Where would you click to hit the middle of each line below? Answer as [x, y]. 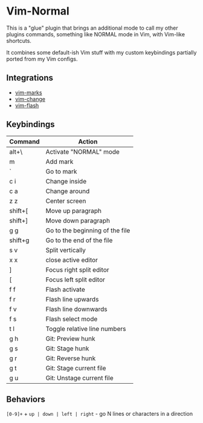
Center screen [66, 201]
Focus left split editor [76, 280]
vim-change [30, 99]
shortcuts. [19, 41]
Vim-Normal [38, 11]
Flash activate [66, 289]
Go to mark [61, 171]
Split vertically [66, 250]
